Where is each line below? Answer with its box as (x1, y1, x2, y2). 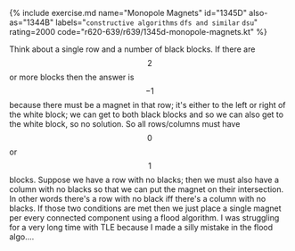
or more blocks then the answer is (9, 71, 135, 82)
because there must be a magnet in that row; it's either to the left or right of (9, 100, 287, 110)
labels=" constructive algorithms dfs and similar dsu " (55, 17, 258, 28)
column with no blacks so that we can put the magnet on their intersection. (9, 184, 284, 195)
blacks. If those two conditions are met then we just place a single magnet (9, 203, 283, 213)
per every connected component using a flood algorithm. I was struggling (9, 213, 280, 222)
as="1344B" (9, 17, 54, 28)
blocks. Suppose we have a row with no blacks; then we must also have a (9, 174, 279, 185)
